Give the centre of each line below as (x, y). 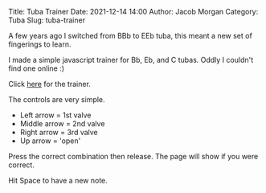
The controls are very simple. (57, 99)
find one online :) (37, 68)
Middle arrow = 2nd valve (62, 123)
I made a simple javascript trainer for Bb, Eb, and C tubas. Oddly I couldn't (131, 60)
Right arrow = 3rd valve (59, 132)
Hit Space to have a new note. (58, 181)
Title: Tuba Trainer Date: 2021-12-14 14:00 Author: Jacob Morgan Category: (133, 12)
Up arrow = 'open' (50, 141)
